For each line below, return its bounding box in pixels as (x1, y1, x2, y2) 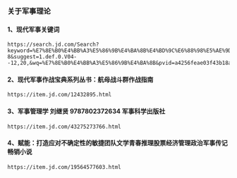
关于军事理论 (7, 6, 51, 15)
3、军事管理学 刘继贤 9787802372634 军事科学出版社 (7, 107, 166, 115)
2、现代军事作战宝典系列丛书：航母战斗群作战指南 (7, 75, 154, 84)
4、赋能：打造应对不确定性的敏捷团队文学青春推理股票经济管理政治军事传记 (7, 139, 228, 147)
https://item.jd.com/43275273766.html (7, 123, 121, 130)
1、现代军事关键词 (7, 25, 60, 33)
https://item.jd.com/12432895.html (7, 91, 112, 98)
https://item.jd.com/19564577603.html (7, 163, 121, 170)
